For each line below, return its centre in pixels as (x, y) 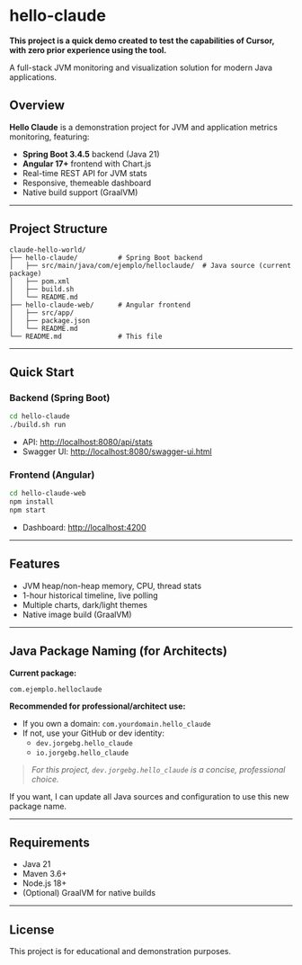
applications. (33, 76)
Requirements (49, 842)
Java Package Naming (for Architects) (118, 652)
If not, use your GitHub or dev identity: (93, 733)
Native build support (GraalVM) (80, 192)
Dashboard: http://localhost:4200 (84, 527)
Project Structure (58, 229)
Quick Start (42, 372)
